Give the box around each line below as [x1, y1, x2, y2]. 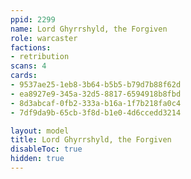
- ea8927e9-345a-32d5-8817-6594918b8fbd [10, 89, 182, 99]
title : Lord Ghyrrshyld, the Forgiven [10, 135, 172, 145]
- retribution [10, 52, 70, 62]
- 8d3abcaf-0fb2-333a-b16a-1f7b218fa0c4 [10, 98, 182, 108]
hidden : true [10, 154, 65, 164]
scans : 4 [10, 61, 47, 71]
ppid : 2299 [10, 14, 56, 25]
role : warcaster [10, 33, 78, 43]
